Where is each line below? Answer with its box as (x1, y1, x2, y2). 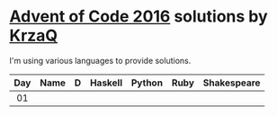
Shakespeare (202, 76, 261, 89)
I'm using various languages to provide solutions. (9, 55, 192, 66)
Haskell (89, 76, 123, 89)
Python (130, 76, 164, 89)
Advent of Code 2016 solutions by (9, 6, 268, 27)
